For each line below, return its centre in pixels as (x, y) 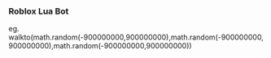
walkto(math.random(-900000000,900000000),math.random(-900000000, (136, 37)
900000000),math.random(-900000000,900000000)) (101, 46)
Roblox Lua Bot (39, 11)
